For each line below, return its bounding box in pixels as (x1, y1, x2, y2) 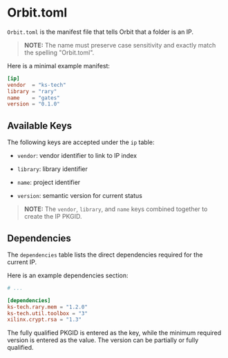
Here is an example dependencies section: (7, 271, 129, 279)
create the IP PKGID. (23, 212, 82, 221)
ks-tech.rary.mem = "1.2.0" (7, 304, 88, 310)
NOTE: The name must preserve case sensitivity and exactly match (23, 41, 216, 49)
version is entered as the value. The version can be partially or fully (7, 336, 199, 344)
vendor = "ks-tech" (7, 81, 67, 88)
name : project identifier (17, 178, 81, 187)
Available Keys (7, 119, 73, 132)
